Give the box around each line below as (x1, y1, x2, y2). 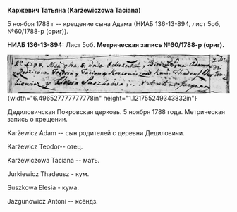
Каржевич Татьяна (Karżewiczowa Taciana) (7, 6, 141, 14)
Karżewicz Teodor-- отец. (7, 142, 83, 151)
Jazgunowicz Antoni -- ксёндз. (7, 197, 99, 205)
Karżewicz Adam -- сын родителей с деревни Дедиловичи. (7, 128, 185, 137)
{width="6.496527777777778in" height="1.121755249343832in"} (7, 94, 197, 102)
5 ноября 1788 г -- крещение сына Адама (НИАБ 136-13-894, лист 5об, (7, 20, 221, 27)
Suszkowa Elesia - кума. (7, 183, 80, 192)
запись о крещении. (7, 115, 68, 123)
